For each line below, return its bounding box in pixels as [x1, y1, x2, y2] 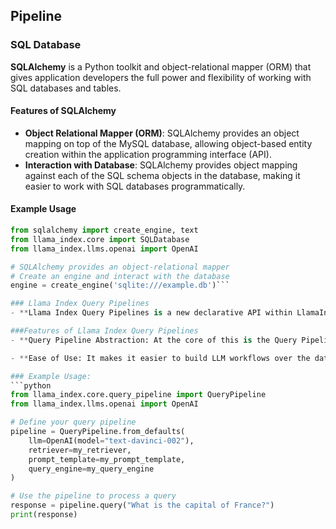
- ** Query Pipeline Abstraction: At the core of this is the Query [10, 335, 298, 345]
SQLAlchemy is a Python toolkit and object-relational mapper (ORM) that [10, 60, 312, 73]
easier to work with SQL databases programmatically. [24, 180, 246, 192]
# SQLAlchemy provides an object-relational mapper [10, 262, 230, 272]
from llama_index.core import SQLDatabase [10, 234, 190, 244]
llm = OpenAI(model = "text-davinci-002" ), [28, 435, 195, 446]
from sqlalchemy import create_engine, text [10, 225, 199, 236]
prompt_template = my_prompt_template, [28, 454, 186, 464]
